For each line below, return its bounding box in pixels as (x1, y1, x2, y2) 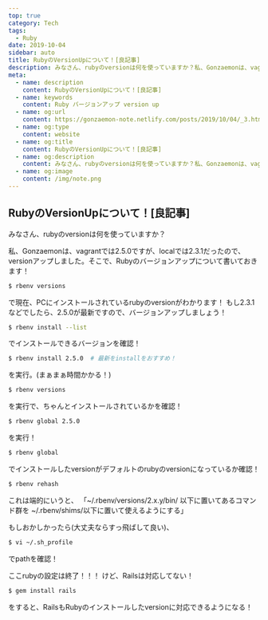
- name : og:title (15, 137, 73, 146)
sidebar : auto (8, 49, 56, 57)
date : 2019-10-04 (8, 41, 66, 49)
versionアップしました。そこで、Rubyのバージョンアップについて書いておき (8, 256, 258, 266)
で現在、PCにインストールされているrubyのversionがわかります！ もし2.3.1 (8, 297, 255, 307)
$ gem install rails (8, 586, 77, 594)
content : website (22, 130, 81, 138)
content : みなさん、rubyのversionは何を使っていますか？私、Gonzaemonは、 (22, 160, 251, 168)
